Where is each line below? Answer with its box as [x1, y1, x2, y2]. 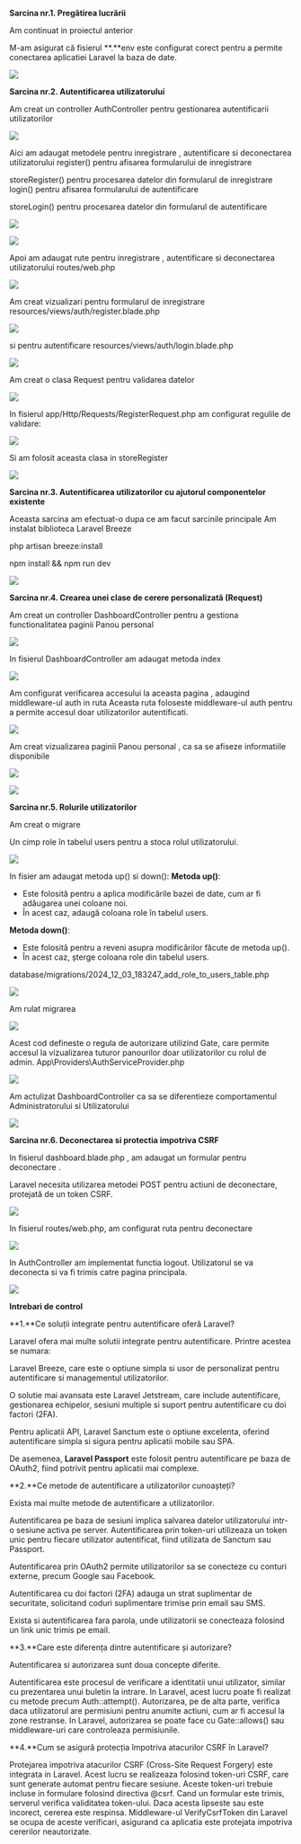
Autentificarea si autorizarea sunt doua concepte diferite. [9, 1660, 221, 1670]
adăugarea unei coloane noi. [22, 898, 128, 909]
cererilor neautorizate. [9, 1826, 92, 1837]
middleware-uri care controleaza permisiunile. [9, 1724, 181, 1735]
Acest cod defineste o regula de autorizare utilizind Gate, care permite [9, 1038, 270, 1048]
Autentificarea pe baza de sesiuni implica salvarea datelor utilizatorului [9, 1515, 271, 1526]
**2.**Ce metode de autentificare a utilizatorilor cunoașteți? [9, 1480, 235, 1491]
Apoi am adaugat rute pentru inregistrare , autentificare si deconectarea [9, 253, 276, 263]
